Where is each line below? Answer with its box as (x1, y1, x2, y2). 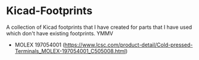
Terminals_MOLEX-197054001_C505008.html (14, 47, 126, 54)
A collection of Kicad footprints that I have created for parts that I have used (6, 24, 192, 31)
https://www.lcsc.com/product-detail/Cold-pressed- (64, 41, 193, 48)
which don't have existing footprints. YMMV (6, 29, 113, 36)
